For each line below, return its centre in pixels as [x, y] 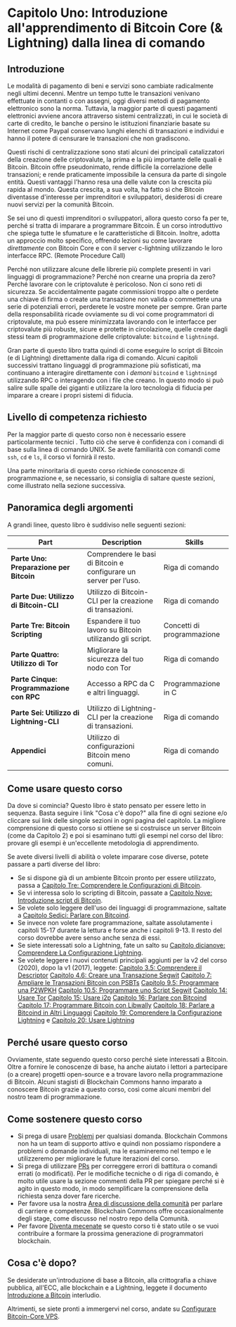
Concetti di [182, 625]
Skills [194, 542]
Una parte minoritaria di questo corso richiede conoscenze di [96, 470]
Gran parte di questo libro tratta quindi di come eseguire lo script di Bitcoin [115, 350]
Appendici [28, 750]
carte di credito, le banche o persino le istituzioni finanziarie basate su [109, 123]
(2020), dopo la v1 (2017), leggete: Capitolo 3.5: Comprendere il [110, 968]
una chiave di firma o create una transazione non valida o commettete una [115, 299]
